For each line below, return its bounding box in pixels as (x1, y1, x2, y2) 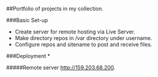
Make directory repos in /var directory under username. (14, 35, 153, 41)
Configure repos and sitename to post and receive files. (14, 41, 153, 48)
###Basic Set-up (6, 17, 48, 23)
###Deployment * (6, 53, 51, 59)
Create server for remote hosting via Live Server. (14, 28, 136, 35)
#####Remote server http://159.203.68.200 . (6, 64, 116, 71)
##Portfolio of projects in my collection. (6, 5, 104, 12)
